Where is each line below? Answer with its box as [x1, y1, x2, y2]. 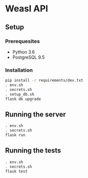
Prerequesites [5, 38, 40, 45]
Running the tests [5, 146, 61, 155]
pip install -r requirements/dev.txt [5, 78, 84, 83]
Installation [5, 67, 33, 74]
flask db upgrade [5, 96, 41, 101]
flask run [5, 133, 26, 138]
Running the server [5, 110, 66, 118]
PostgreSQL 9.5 [12, 54, 45, 60]
